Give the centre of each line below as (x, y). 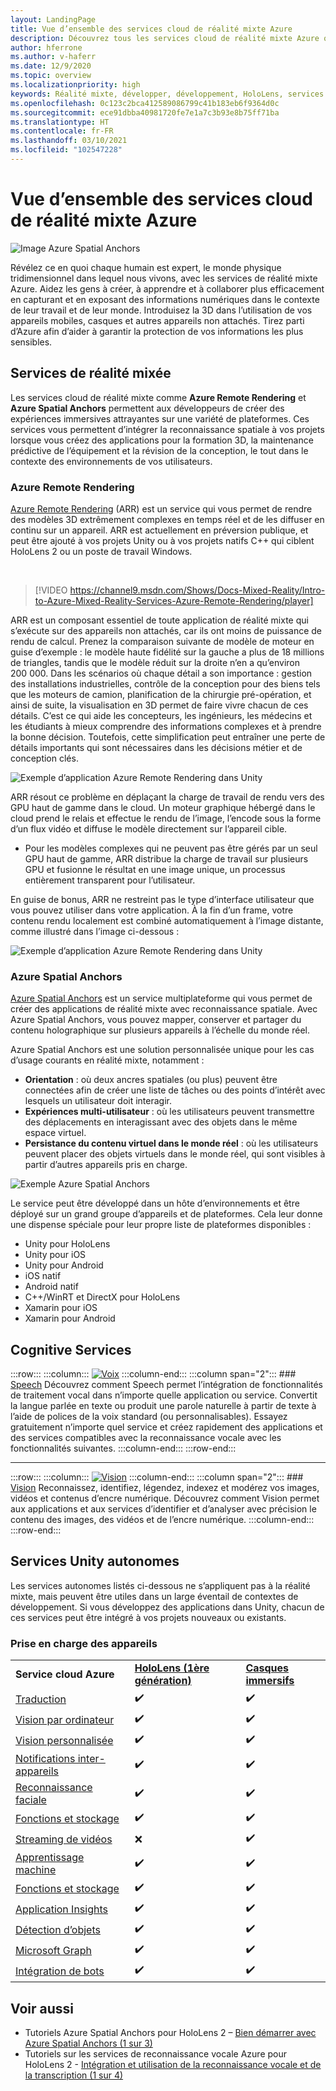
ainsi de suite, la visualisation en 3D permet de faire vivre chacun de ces (159, 705)
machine (36, 1870)
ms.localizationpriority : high (75, 85)
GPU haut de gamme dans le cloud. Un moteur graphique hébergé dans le (163, 807)
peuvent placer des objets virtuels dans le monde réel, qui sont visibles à (175, 1154)
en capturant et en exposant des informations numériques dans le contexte (165, 299)
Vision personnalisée (64, 1740)
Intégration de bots (60, 1971)
